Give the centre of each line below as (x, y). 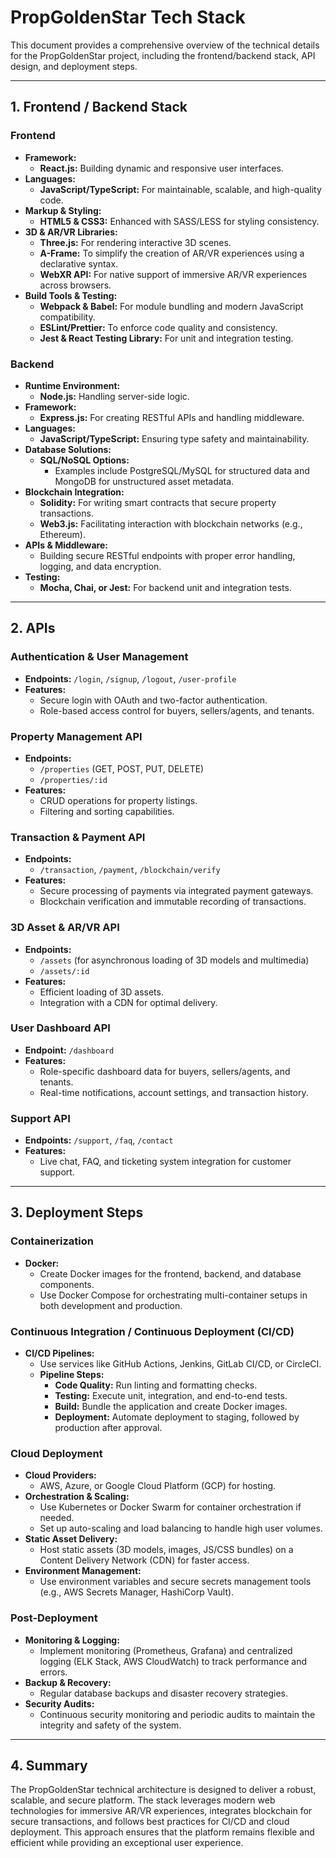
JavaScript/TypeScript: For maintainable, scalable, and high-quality (180, 189)
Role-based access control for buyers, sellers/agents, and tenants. (177, 710)
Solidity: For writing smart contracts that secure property (158, 502)
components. (67, 1284)
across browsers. (75, 285)
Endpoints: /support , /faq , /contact (99, 1140)
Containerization (52, 1241)
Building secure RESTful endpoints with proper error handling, (167, 555)
